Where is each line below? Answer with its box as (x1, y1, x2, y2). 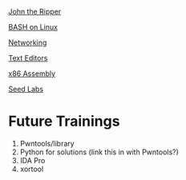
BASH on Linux (8, 22, 59, 31)
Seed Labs (8, 84, 44, 94)
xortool (19, 164, 44, 174)
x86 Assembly (8, 69, 56, 78)
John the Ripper (8, 7, 62, 16)
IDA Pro (19, 155, 46, 165)
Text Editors (8, 54, 48, 62)
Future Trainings (8, 112, 120, 130)
